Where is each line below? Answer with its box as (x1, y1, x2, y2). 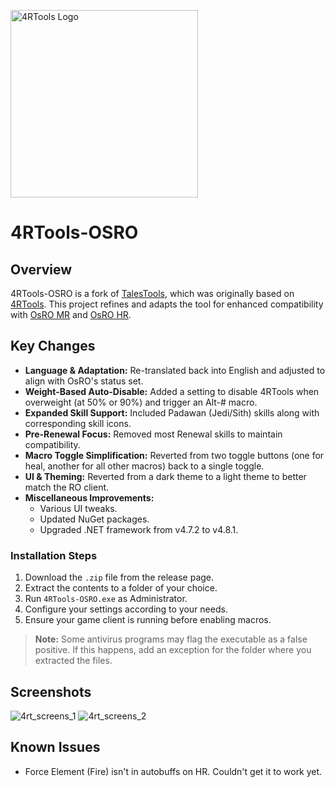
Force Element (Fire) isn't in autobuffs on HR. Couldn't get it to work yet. (24, 765, 323, 777)
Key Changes (10, 338, 96, 355)
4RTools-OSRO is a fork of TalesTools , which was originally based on (10, 288, 295, 299)
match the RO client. (24, 481, 110, 493)
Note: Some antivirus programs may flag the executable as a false (34, 633, 308, 645)
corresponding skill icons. (24, 417, 132, 429)
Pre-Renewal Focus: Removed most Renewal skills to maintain (24, 428, 283, 440)
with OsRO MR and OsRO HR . (10, 309, 132, 320)
